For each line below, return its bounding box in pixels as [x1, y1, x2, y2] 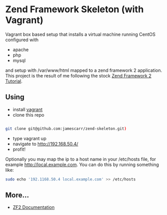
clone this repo [12, 112, 44, 118]
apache [12, 46, 29, 52]
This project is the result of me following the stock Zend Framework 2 [5, 72, 152, 78]
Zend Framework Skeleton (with [5, 4, 144, 15]
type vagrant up [12, 135, 47, 141]
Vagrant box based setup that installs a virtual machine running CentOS [5, 31, 156, 37]
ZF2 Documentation [12, 204, 55, 210]
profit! [12, 146, 26, 152]
